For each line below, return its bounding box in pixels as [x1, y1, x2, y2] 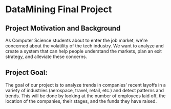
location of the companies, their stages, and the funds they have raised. [5, 98, 157, 104]
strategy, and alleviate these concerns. [5, 53, 87, 60]
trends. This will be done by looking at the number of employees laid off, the [5, 93, 166, 99]
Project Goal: [5, 68, 48, 77]
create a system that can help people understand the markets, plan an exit [5, 48, 162, 54]
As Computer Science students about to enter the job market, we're [5, 37, 148, 43]
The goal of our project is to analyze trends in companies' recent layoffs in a [5, 81, 166, 88]
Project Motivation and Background [5, 24, 121, 33]
